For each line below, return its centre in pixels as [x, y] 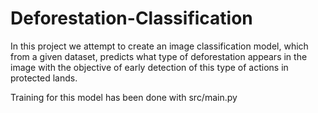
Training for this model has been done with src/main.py [124, 97]
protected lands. [44, 78]
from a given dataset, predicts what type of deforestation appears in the [159, 56]
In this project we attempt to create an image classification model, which [159, 46]
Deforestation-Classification [131, 18]
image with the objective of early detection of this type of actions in [149, 67]
